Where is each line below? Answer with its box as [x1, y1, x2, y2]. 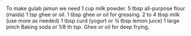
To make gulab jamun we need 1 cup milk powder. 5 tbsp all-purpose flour [6, 5, 185, 12]
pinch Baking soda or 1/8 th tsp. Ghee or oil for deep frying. [6, 23, 150, 30]
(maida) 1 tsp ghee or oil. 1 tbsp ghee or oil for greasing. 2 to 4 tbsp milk [6, 11, 180, 18]
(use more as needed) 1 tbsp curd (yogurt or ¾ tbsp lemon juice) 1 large [6, 17, 180, 24]
